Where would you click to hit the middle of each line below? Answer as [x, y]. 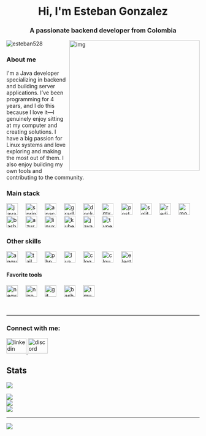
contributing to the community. [45, 177]
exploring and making [34, 151]
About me [21, 59]
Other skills [24, 241]
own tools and [24, 170]
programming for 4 [30, 99]
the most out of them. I [35, 158]
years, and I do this [31, 105]
